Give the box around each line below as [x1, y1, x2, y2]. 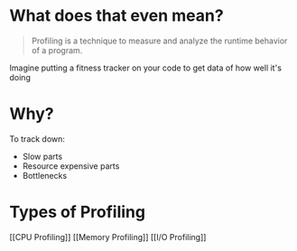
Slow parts [22, 151, 63, 162]
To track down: [9, 133, 66, 144]
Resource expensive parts [22, 160, 120, 172]
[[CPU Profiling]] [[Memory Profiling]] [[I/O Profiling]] [9, 231, 207, 242]
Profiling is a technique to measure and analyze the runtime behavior [31, 35, 288, 46]
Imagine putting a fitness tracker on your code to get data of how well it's [9, 62, 283, 73]
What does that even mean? [9, 5, 224, 26]
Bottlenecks [22, 170, 68, 181]
